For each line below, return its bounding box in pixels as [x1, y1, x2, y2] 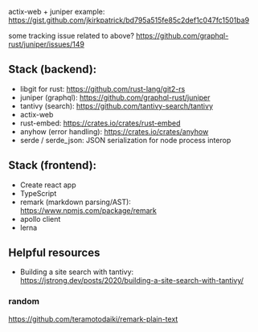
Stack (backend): [8, 63, 97, 76]
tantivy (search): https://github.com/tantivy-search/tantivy [19, 100, 213, 111]
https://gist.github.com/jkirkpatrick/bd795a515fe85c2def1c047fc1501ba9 [8, 15, 250, 25]
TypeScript [19, 188, 57, 198]
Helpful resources [8, 246, 100, 260]
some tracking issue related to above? [8, 31, 135, 40]
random [8, 296, 40, 307]
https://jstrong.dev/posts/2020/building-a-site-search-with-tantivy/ [19, 276, 244, 285]
